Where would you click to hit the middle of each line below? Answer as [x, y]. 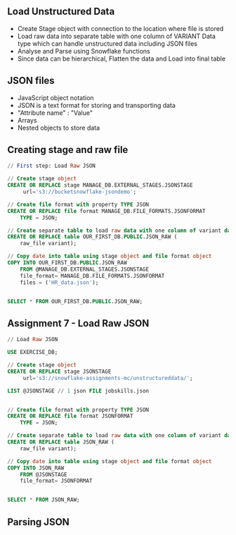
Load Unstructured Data [61, 12]
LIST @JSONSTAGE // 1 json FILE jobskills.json [78, 391]
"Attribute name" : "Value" [55, 113]
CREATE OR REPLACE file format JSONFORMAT [70, 416]
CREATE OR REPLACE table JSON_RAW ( [61, 442]
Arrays [27, 120]
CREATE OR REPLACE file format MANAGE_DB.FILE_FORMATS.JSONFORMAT [106, 211]
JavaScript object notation [55, 97]
